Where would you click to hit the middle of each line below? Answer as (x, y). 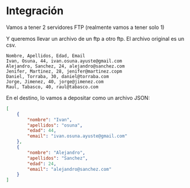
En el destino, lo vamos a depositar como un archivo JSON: (78, 98)
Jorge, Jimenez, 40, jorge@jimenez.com (55, 82)
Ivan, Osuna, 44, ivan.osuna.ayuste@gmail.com (64, 61)
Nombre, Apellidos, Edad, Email (46, 56)
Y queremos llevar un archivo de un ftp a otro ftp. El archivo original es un (95, 38)
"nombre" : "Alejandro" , (56, 153)
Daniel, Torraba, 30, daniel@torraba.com (58, 76)
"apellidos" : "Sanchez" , (58, 158)
